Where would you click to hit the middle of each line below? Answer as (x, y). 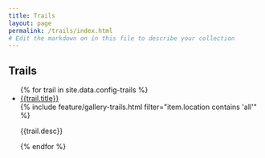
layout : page (30, 23)
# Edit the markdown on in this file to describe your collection (122, 38)
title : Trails (32, 16)
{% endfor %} (43, 147)
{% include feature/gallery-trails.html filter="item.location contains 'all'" (138, 107)
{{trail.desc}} (41, 131)
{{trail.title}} (39, 99)
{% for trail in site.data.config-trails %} (84, 90)
